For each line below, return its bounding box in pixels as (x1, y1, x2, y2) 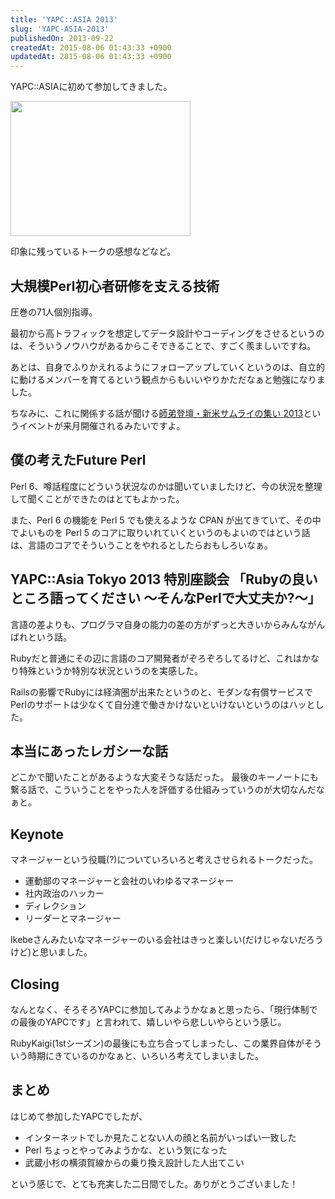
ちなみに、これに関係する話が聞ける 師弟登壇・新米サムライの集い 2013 (10, 407, 304, 419)
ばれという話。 (10, 631, 72, 643)
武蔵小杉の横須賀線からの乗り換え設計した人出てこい (24, 1156, 245, 1168)
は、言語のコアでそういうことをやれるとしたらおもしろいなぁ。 (10, 539, 273, 551)
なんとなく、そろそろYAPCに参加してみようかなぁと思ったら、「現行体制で (10, 1004, 318, 1015)
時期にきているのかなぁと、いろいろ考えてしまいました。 (27, 1050, 264, 1061)
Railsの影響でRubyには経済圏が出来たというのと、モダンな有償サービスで (10, 686, 313, 698)
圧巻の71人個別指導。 (10, 306, 98, 318)
